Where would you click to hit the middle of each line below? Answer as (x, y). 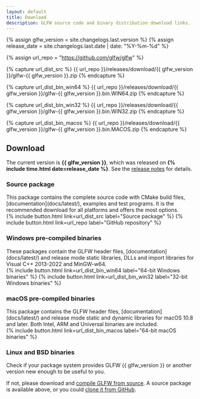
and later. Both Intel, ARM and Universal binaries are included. (82, 324)
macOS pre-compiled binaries (51, 298)
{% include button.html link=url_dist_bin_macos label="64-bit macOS (91, 331)
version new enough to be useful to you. (56, 372)
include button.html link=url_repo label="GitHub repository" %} (84, 223)
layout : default (26, 12)
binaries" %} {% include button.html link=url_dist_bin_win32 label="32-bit (97, 277)
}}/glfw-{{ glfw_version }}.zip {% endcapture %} (66, 76)
